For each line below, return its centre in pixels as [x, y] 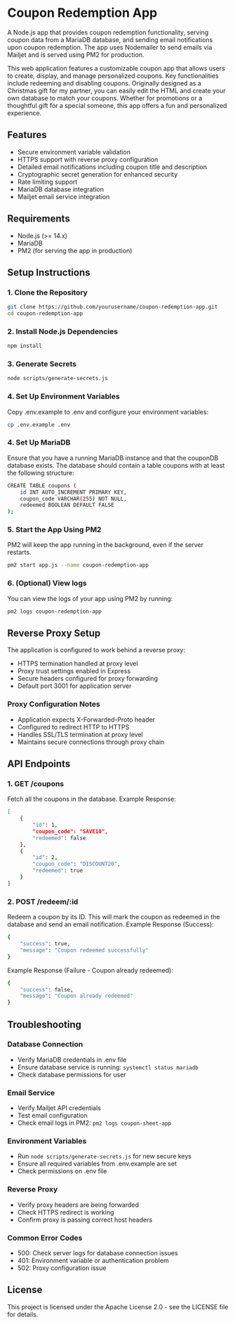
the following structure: [41, 473]
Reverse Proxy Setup [54, 633]
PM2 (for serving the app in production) [75, 250]
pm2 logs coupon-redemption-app [54, 612]
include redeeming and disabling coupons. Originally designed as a [105, 83]
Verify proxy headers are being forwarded [78, 1205]
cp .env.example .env [39, 425]
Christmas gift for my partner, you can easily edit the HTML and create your [116, 90]
